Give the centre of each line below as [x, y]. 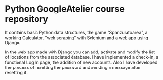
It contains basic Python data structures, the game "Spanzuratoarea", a [76, 32]
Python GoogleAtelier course [65, 9]
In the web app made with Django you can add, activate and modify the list [80, 52]
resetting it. [17, 72]
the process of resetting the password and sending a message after [73, 67]
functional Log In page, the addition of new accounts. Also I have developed [81, 62]
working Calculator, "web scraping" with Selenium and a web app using [77, 38]
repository [27, 19]
